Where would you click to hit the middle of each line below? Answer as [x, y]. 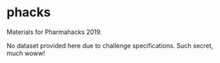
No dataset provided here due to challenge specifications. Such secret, [110, 45]
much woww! [26, 53]
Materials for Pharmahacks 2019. [55, 32]
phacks [29, 12]
